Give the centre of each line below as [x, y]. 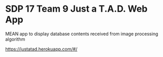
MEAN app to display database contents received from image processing [82, 34]
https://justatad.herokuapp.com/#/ [41, 49]
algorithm [15, 39]
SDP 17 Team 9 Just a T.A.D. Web [76, 9]
